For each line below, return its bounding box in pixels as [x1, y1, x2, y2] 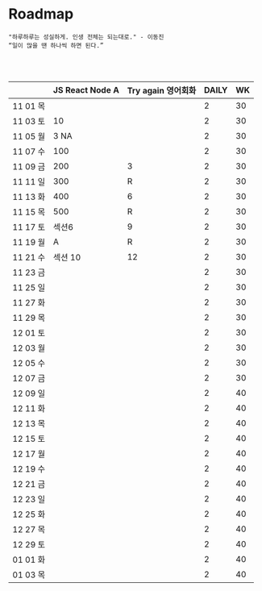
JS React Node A [52, 84, 119, 95]
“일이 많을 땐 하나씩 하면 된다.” [8, 41, 104, 49]
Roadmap [8, 5, 74, 23]
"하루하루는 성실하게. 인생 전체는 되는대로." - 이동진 [8, 33, 164, 41]
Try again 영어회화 [127, 85, 197, 96]
